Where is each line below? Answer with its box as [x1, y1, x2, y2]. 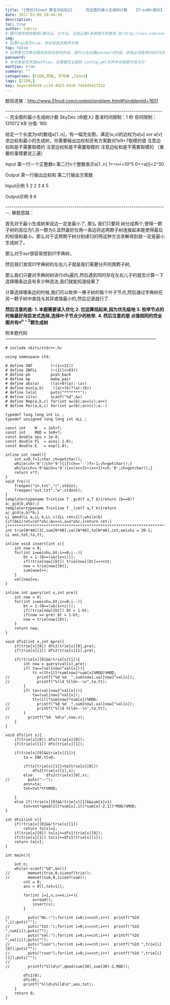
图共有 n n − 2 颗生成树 [5, 318, 49, 326]
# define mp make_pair [5, 377, 71, 382]
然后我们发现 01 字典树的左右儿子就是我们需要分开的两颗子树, [5, 261, 131, 267]
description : [5, 17, 33, 22]
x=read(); [32, 897, 53, 903]
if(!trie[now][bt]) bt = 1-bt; [23, 608, 90, 613]
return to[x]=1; [23, 826, 58, 832]
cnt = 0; [23, 879, 42, 885]
